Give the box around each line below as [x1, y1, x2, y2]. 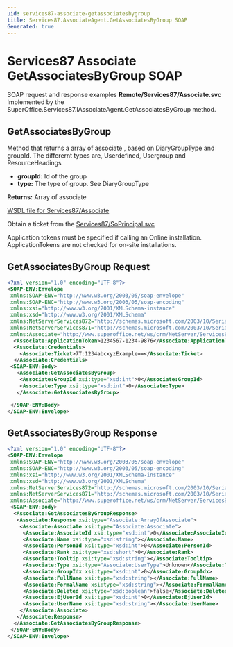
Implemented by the [7, 98, 64, 106]
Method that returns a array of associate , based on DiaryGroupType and [7, 144, 215, 153]
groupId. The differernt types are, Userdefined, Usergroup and [7, 151, 186, 160]
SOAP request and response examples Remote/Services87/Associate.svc [7, 91, 222, 99]
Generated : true [7, 23, 54, 30]
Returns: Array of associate [7, 193, 87, 201]
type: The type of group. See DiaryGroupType [17, 180, 149, 188]
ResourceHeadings [7, 159, 62, 167]
